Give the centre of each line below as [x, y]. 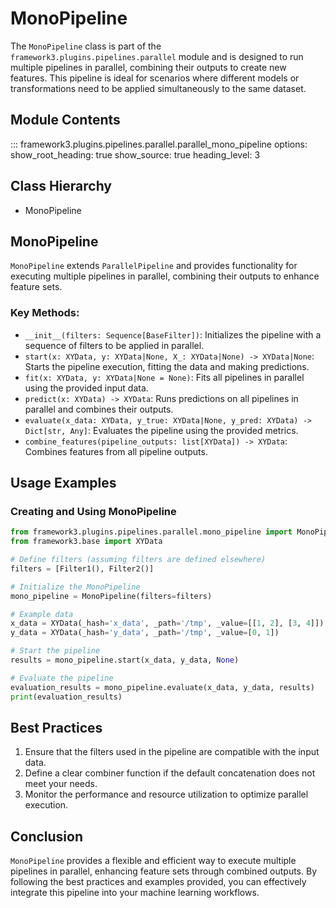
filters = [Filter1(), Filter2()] [82, 568]
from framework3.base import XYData [86, 542]
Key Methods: [45, 313]
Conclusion [47, 836]
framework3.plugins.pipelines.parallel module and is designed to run [157, 56]
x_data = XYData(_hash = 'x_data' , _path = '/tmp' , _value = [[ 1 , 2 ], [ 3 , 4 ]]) [167, 623]
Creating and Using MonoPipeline [93, 511]
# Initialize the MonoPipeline [75, 587]
